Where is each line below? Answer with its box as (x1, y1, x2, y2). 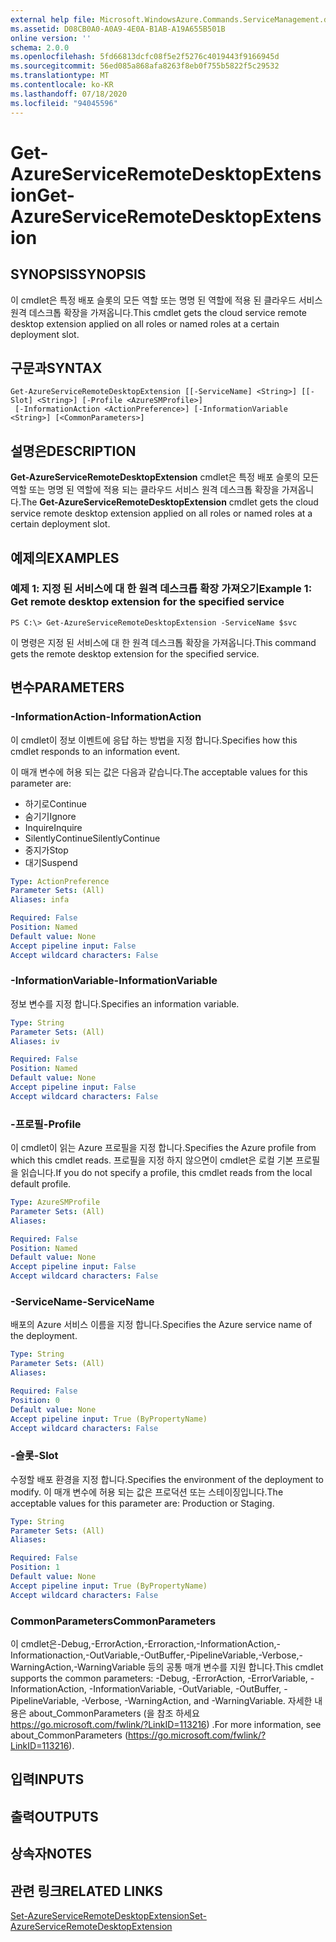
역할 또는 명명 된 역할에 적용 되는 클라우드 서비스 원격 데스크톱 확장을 (10, 484, 280, 496)
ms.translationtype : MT (10, 71, 110, 81)
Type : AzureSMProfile (10, 1197, 101, 1208)
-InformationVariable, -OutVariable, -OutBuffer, (88, 1682, 282, 1695)
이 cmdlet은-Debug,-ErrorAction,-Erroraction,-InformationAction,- (10, 1637, 281, 1650)
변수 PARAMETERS (10, 679, 125, 696)
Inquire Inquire (24, 821, 83, 833)
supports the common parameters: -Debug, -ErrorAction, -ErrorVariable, (10, 1672, 308, 1684)
